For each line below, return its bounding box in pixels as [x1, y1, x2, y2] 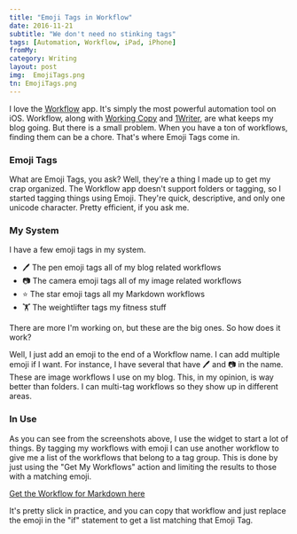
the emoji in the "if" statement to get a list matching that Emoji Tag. [9, 514, 254, 525]
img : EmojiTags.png [9, 71, 86, 80]
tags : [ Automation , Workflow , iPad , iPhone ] [9, 37, 176, 47]
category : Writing [9, 54, 77, 63]
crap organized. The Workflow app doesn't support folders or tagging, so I [9, 183, 282, 193]
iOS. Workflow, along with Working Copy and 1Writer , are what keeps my [9, 113, 274, 123]
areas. [9, 391, 33, 402]
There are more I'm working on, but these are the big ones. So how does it [9, 323, 281, 334]
